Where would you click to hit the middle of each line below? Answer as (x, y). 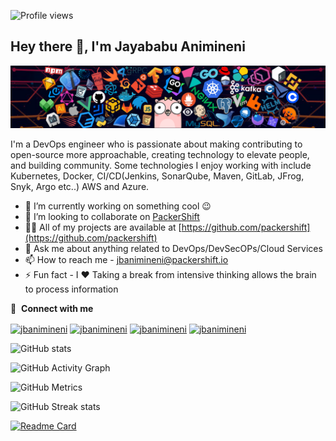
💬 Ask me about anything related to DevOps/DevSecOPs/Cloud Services (173, 249)
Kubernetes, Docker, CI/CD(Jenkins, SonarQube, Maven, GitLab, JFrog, (157, 176)
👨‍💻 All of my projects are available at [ (103, 227)
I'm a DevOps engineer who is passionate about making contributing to (156, 144)
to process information (71, 289)
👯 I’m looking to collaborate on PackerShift (112, 217)
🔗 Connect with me (52, 309)
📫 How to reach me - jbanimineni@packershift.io (126, 260)
